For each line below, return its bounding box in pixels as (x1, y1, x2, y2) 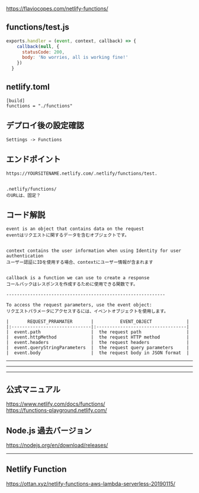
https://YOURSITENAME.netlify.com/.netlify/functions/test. (6, 170, 158, 176)
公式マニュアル (6, 384, 61, 394)
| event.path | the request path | (6, 329, 190, 335)
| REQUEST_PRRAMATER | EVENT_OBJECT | (6, 319, 190, 325)
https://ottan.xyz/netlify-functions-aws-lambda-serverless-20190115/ (6, 480, 176, 487)
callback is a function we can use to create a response (6, 275, 150, 281)
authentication (6, 253, 44, 259)
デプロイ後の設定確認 (6, 121, 84, 131)
